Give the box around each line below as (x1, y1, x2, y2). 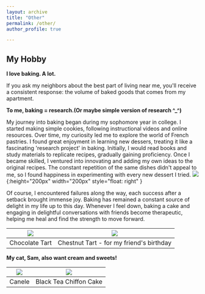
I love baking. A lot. (6, 70, 56, 77)
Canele (9, 278, 30, 286)
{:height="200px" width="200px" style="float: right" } (6, 177, 143, 185)
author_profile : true (6, 26, 62, 32)
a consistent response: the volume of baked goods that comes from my (6, 88, 186, 96)
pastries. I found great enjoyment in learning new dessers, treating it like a (6, 138, 193, 145)
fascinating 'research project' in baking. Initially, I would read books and (6, 145, 187, 152)
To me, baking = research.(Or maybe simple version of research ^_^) (6, 107, 182, 114)
